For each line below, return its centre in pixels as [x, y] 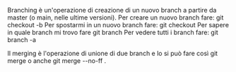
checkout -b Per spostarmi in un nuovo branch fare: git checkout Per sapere [118, 25]
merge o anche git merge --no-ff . [57, 61]
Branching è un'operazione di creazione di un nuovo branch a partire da [112, 10]
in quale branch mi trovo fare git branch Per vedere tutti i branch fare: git [113, 32]
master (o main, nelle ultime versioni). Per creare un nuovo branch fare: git [116, 17]
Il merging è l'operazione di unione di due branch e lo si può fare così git [112, 53]
